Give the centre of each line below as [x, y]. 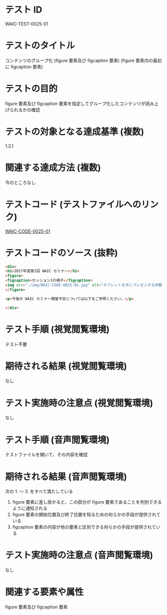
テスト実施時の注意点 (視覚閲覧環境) [79, 403]
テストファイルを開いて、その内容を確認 [46, 455]
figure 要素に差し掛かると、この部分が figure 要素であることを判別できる [87, 502]
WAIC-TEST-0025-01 [27, 24]
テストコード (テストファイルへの [73, 204]
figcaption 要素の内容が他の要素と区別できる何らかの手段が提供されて [84, 527]
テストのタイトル [40, 46]
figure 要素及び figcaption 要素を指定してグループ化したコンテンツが [75, 103]
